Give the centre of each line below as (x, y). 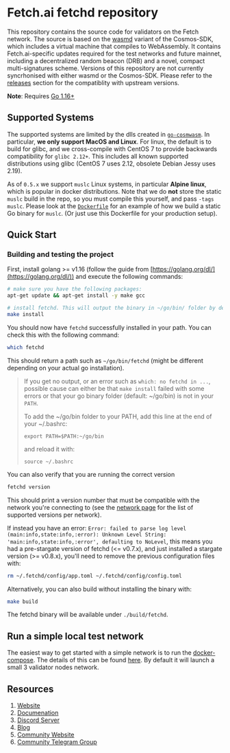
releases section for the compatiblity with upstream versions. (93, 82)
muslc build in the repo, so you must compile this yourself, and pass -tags (111, 199)
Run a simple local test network (75, 636)
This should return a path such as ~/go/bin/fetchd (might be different (105, 360)
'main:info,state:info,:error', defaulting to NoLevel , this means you (110, 541)
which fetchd (26, 347)
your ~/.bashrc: (46, 423)
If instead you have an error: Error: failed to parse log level (97, 528)
